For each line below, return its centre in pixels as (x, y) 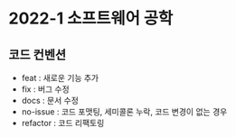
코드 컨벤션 (38, 55)
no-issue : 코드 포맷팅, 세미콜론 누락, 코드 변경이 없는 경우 (124, 112)
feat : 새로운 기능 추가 (60, 78)
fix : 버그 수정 (45, 89)
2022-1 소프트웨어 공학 (91, 18)
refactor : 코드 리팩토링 (63, 123)
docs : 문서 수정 (50, 100)
